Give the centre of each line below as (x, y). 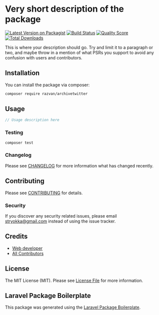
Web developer (27, 248)
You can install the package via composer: (47, 85)
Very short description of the (65, 9)
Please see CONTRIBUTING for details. (44, 193)
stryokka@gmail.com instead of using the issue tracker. (61, 221)
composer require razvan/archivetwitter (47, 93)
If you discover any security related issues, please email (61, 216)
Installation (22, 73)
